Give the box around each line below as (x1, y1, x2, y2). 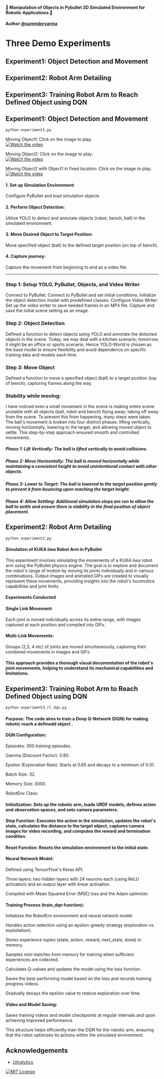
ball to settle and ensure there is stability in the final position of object (5, 504, 150, 509)
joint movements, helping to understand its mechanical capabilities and (5, 665, 153, 671)
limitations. (5, 670, 29, 677)
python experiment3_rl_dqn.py (5, 705, 67, 710)
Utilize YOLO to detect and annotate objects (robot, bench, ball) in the (5, 215, 146, 221)
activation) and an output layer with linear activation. (5, 881, 111, 887)
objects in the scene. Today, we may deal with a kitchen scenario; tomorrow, (5, 336, 159, 342)
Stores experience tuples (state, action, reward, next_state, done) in (5, 937, 142, 943)
